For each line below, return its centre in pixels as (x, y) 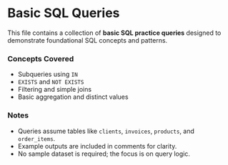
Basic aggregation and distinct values (73, 97)
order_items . (36, 138)
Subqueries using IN (48, 74)
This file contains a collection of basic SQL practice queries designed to (114, 33)
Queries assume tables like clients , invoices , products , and (106, 131)
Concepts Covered (41, 58)
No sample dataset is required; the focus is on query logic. (104, 154)
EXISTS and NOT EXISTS (51, 82)
